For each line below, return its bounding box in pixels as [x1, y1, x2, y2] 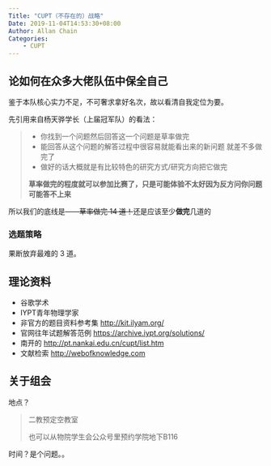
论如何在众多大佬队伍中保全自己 [8, 74, 168, 88]
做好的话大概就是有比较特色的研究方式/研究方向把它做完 [40, 161, 228, 171]
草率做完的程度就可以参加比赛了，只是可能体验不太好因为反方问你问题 [28, 179, 263, 189]
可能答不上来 [28, 189, 71, 199]
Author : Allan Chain [8, 27, 78, 35]
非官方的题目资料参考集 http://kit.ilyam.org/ [19, 318, 164, 328]
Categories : [8, 34, 49, 43]
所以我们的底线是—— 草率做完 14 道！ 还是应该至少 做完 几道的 [8, 206, 212, 216]
